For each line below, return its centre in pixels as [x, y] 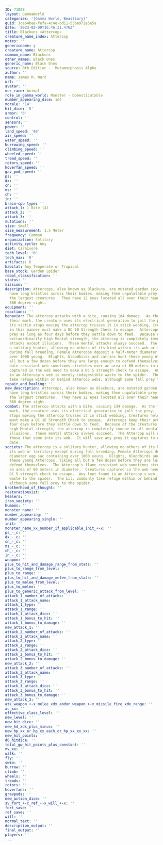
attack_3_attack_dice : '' [31, 686]
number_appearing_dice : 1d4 [33, 100]
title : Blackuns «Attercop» [33, 32]
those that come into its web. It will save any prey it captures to [82, 438]
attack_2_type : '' [24, 641]
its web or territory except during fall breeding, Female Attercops [81, 452]
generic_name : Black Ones [31, 64]
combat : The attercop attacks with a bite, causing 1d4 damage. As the [80, 406]
